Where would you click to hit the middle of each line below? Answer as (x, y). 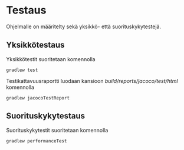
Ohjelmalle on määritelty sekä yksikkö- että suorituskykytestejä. (83, 26)
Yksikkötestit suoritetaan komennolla (51, 59)
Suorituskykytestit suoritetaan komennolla (57, 130)
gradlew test (22, 70)
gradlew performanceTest (37, 141)
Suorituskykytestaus (46, 116)
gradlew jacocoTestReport (38, 98)
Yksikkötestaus (35, 45)
